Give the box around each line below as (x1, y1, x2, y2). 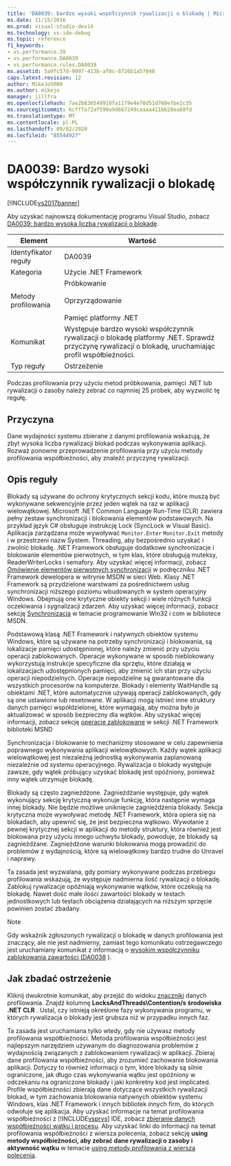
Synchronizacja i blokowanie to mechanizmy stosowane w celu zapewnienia (7, 738, 223, 746)
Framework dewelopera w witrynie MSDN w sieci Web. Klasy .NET (7, 573, 195, 581)
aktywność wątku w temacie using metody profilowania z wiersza (7, 1143, 196, 1152)
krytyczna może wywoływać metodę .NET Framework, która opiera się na (7, 810, 216, 819)
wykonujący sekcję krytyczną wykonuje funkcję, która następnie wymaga (7, 795, 215, 804)
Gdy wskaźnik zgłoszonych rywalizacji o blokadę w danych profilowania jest (7, 931, 223, 939)
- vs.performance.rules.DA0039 (7, 61, 97, 68)
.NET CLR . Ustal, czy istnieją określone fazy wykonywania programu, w (7, 1005, 212, 1014)
